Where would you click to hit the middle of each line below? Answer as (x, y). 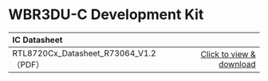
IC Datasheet (37, 40)
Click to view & (228, 54)
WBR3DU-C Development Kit (106, 15)
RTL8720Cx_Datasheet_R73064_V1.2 (85, 53)
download (237, 64)
